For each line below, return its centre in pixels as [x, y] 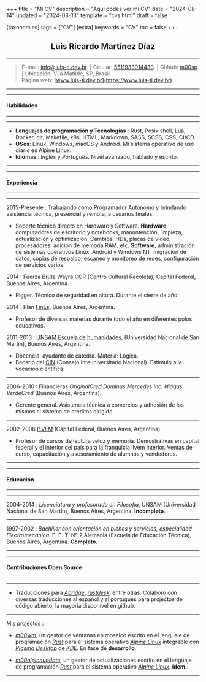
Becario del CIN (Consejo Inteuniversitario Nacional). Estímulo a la [98, 362]
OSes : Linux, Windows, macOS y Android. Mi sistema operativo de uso [105, 144]
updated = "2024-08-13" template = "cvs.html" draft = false [92, 15]
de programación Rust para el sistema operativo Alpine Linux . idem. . [102, 666]
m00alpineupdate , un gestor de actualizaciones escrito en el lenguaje [103, 660]
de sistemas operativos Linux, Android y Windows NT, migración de [101, 252]
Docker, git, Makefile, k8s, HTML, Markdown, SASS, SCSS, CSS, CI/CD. [105, 137]
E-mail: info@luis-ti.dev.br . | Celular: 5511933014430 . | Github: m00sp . [110, 67]
